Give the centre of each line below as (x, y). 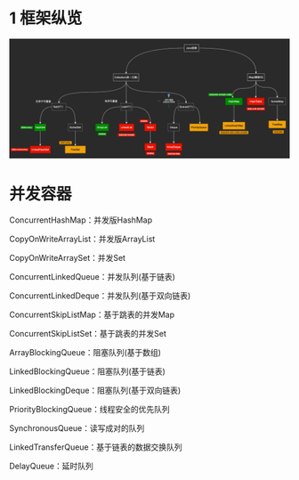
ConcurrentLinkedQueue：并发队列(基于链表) (93, 277)
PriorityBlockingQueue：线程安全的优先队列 (90, 410)
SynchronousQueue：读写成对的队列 (77, 428)
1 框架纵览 (46, 18)
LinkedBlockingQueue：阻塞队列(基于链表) (88, 371)
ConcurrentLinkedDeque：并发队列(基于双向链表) (100, 296)
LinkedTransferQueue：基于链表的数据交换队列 (96, 447)
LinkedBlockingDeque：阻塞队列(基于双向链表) (95, 391)
